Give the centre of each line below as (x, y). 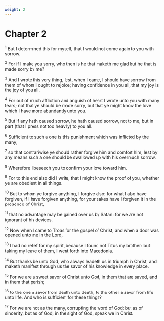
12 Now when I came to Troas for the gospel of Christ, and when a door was (82, 230)
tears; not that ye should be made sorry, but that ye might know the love (78, 106)
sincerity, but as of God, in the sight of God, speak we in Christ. (69, 313)
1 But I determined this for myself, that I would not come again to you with (80, 48)
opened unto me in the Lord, (34, 235)
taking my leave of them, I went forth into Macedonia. (59, 251)
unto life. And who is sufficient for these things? (53, 297)
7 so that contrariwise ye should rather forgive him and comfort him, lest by (81, 152)
